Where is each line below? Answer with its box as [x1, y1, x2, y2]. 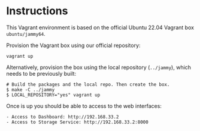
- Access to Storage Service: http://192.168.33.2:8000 [6, 119, 149, 125]
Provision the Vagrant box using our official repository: [6, 42, 141, 49]
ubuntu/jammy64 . [6, 30, 46, 37]
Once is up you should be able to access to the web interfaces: [6, 102, 162, 110]
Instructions [6, 4, 68, 18]
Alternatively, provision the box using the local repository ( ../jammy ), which [6, 64, 192, 71]
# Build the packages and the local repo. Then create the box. [6, 82, 170, 88]
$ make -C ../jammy [6, 86, 55, 93]
